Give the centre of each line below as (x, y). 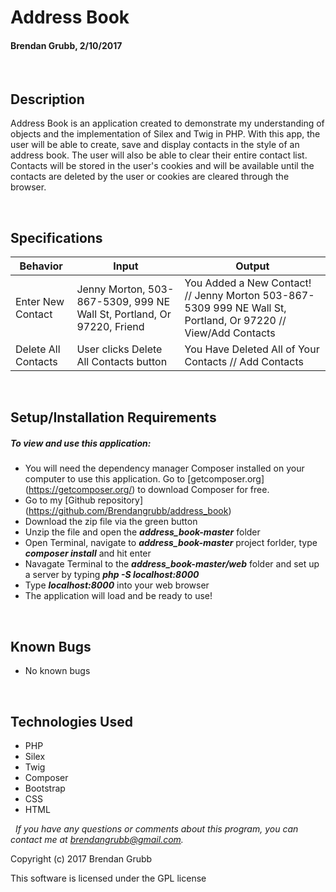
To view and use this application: (81, 443)
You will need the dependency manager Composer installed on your (164, 468)
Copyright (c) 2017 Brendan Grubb (81, 859)
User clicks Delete (119, 349)
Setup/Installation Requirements (113, 417)
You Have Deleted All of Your (252, 349)
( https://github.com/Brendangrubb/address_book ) (128, 511)
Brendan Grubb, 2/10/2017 (66, 45)
